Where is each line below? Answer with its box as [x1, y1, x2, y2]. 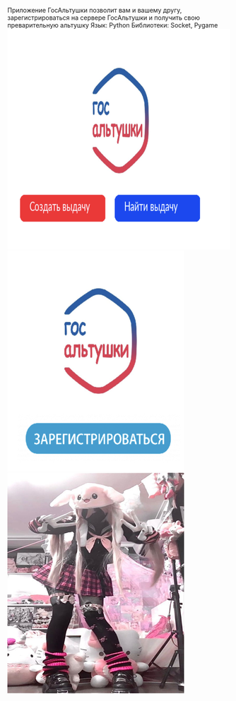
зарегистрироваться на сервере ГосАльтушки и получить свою [7, 13, 200, 22]
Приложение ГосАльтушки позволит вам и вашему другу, [7, 6, 182, 14]
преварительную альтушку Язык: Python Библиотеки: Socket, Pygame [7, 21, 218, 29]
